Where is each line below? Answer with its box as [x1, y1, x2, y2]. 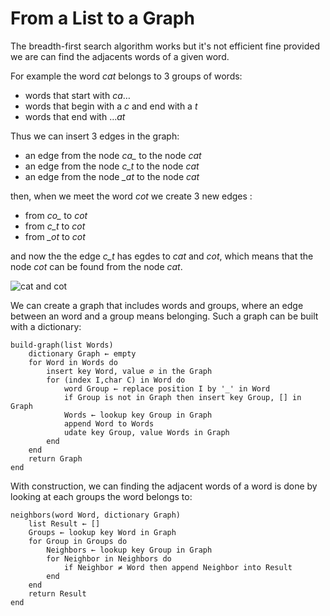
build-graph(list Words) [10, 340, 114, 350]
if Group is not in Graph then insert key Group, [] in [63, 392, 302, 402]
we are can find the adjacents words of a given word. [10, 50, 230, 62]
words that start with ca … [24, 89, 131, 101]
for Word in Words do [28, 357, 118, 367]
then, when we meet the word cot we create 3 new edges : [10, 190, 253, 202]
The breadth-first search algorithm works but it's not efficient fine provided [10, 40, 320, 52]
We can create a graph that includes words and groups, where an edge [10, 299, 304, 311]
